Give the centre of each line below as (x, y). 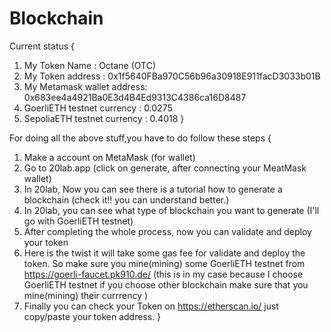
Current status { (42, 46)
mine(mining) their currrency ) (86, 295)
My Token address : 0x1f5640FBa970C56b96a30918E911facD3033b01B (172, 76)
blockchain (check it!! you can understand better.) (126, 199)
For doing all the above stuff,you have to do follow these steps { (140, 138)
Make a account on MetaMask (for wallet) (109, 157)
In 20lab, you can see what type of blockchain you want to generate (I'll (171, 210)
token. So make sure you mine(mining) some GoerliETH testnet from (164, 263)
